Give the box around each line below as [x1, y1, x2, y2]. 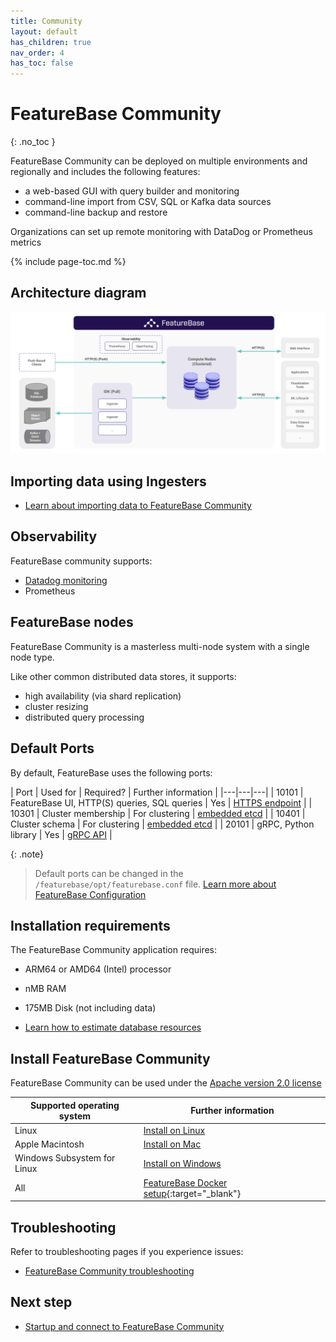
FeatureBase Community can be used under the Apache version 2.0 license [10, 1077, 322, 1089]
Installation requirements [10, 917, 171, 934]
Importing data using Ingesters [10, 473, 207, 490]
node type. [10, 651, 55, 663]
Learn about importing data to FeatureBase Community [24, 500, 252, 512]
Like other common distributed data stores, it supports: [10, 670, 237, 682]
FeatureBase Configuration [34, 888, 147, 900]
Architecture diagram [10, 285, 147, 302]
